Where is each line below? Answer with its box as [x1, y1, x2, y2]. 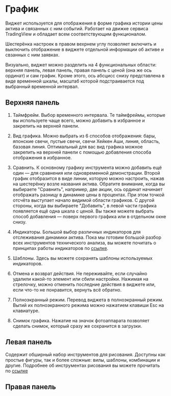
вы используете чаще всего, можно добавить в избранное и [12, 117, 145, 123]
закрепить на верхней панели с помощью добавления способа [12, 149, 152, 155]
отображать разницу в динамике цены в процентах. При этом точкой [12, 192, 165, 198]
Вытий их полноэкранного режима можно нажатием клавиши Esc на [12, 302, 164, 308]
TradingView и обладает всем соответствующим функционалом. [5, 31, 146, 37]
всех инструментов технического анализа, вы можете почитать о [12, 239, 157, 246]
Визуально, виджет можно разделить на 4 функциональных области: [5, 61, 157, 68]
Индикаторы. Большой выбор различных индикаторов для [12, 228, 141, 235]
